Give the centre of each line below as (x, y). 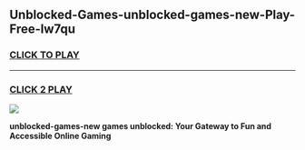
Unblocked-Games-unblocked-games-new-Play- (152, 15)
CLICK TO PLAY (44, 55)
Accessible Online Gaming (60, 135)
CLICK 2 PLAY (41, 89)
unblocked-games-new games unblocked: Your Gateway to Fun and (141, 125)
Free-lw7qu (42, 30)
